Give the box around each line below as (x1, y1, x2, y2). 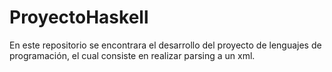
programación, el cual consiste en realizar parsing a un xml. (9, 49, 256, 61)
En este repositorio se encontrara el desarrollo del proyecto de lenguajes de (9, 39, 322, 51)
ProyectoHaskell (9, 6, 149, 29)
